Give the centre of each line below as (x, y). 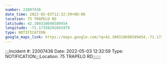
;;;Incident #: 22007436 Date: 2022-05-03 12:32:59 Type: (64, 51)
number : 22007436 (23, 10)
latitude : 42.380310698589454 (37, 23)
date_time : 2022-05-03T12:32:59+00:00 (45, 14)
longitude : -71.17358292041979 (38, 28)
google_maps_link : (24, 37)
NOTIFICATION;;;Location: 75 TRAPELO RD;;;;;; (53, 56)
